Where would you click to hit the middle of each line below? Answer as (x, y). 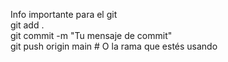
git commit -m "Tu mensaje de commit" (91, 35)
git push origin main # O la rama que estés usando (114, 46)
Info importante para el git (64, 14)
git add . (27, 25)
